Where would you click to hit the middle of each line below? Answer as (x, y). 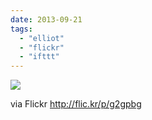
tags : (21, 29)
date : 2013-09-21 (46, 19)
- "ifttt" (39, 57)
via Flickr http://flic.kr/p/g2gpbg (76, 104)
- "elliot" (42, 38)
